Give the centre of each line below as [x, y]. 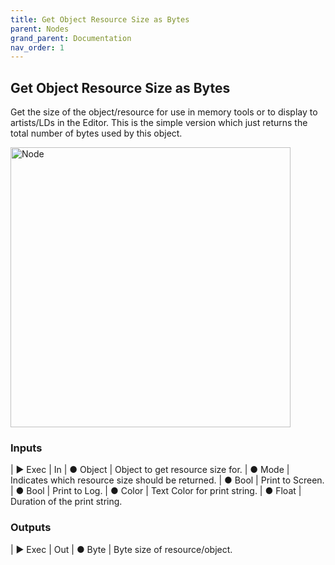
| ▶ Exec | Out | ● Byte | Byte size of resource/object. [121, 549]
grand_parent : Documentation [71, 38]
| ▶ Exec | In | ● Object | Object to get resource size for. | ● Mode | [150, 470]
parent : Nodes [40, 29]
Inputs [26, 448]
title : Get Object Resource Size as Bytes [100, 19]
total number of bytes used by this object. [96, 133]
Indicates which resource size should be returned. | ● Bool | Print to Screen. [167, 480]
